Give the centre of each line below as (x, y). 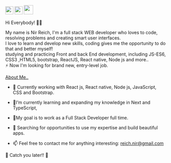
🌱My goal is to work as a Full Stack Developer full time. (70, 118)
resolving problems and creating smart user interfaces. (63, 38)
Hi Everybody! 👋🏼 (24, 22)
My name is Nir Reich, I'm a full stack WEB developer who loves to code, (81, 32)
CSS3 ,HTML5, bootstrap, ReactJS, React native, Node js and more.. (77, 60)
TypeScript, (25, 108)
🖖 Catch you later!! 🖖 (27, 155)
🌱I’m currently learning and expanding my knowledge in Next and (81, 102)
